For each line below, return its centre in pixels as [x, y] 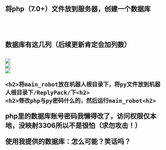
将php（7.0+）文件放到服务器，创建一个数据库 [78, 9]
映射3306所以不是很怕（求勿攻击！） [83, 125]
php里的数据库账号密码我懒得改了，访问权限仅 [77, 116]
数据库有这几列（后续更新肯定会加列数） [68, 45]
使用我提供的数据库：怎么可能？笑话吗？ [68, 141]
